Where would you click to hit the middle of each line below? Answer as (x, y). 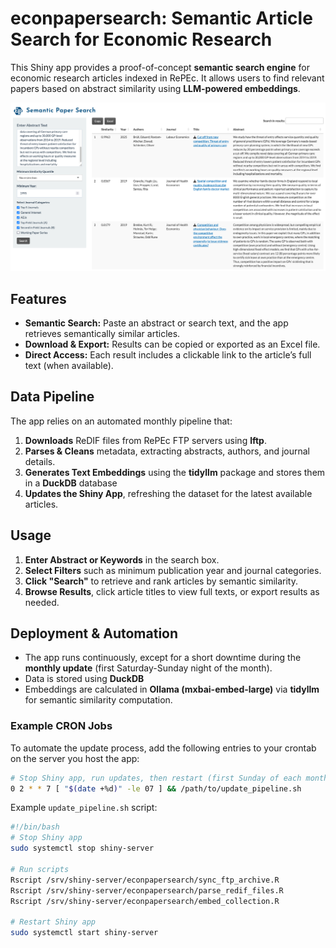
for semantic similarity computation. (98, 700)
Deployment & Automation (94, 633)
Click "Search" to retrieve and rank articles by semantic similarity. (161, 581)
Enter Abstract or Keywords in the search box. (122, 559)
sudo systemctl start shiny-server (84, 933)
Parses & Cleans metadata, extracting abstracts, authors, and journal (167, 451)
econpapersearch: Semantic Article (161, 18)
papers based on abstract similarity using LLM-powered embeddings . (155, 88)
